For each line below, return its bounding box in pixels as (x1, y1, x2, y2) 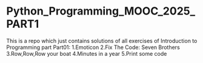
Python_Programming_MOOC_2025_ (6, 4, 196, 18)
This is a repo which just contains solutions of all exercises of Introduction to (6, 37, 198, 44)
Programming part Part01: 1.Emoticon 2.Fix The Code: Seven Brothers (6, 44, 180, 51)
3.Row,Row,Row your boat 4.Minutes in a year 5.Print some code (6, 50, 167, 57)
